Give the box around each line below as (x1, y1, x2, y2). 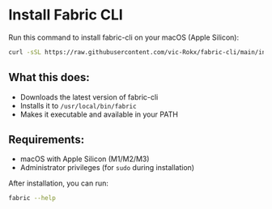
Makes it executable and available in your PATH (19, 109, 178, 119)
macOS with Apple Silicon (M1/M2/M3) (19, 154, 150, 164)
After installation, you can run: (8, 178, 109, 188)
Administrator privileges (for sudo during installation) (19, 163, 195, 173)
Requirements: (8, 133, 85, 147)
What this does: (8, 70, 91, 84)
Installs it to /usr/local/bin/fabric (19, 100, 137, 110)
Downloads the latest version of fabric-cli (19, 92, 159, 102)
